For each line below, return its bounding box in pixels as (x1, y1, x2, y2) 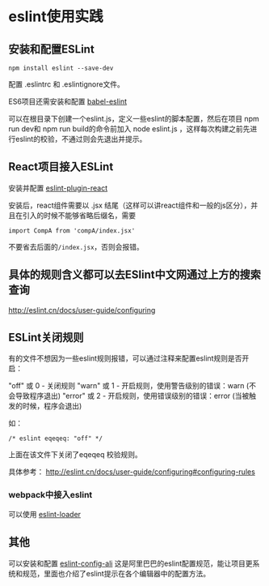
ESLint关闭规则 (8, 331, 84, 344)
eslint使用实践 (8, 7, 103, 26)
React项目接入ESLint (8, 160, 114, 174)
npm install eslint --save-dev (8, 64, 114, 72)
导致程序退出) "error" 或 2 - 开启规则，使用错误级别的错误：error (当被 (15, 391, 250, 401)
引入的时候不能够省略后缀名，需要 (22, 210, 136, 220)
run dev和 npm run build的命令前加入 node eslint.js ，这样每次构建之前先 (8, 124, 250, 134)
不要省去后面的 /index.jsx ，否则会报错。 (8, 242, 144, 251)
